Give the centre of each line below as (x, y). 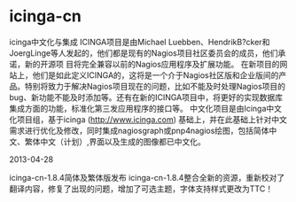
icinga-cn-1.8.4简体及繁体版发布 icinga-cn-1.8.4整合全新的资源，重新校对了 (147, 177)
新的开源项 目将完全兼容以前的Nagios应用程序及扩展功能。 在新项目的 (152, 64)
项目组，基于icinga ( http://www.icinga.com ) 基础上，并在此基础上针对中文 (152, 119)
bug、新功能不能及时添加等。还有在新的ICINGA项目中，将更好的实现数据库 (146, 97)
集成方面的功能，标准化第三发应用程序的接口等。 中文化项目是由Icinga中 (142, 108)
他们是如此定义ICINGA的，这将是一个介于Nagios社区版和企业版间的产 (160, 75)
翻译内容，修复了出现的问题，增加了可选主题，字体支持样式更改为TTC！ (141, 189)
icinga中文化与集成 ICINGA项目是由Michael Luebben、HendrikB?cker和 (140, 42)
